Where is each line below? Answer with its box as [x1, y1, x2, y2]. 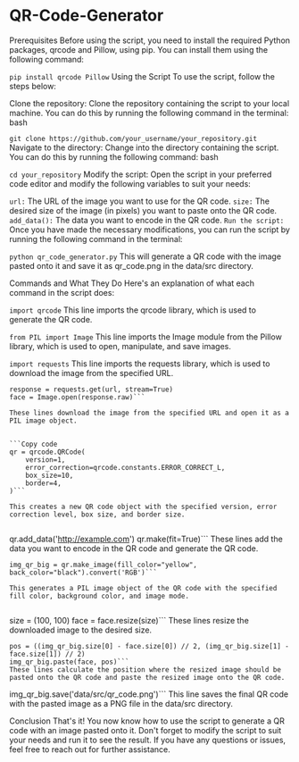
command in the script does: [9, 287, 114, 297]
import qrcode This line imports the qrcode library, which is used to [9, 305, 257, 315]
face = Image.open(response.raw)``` [9, 392, 145, 402]
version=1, [25, 455, 66, 465]
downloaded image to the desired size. [9, 624, 153, 635]
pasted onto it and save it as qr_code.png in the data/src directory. [9, 260, 254, 271]
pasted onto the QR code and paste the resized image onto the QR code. [9, 673, 286, 682]
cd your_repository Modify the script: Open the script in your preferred [9, 169, 272, 180]
